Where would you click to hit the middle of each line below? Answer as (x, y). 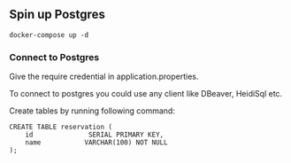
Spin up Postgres (57, 15)
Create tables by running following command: (92, 111)
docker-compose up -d (49, 35)
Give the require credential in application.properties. (104, 77)
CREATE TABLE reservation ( (61, 128)
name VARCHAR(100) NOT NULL (96, 143)
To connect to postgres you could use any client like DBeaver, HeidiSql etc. (146, 94)
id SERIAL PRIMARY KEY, (95, 135)
